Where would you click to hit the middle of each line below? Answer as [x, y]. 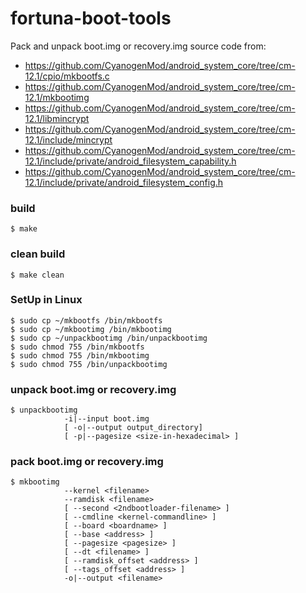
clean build [38, 254]
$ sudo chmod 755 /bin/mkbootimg [80, 355]
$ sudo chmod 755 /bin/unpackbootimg [89, 364]
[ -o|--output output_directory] [133, 428]
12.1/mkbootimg [57, 97]
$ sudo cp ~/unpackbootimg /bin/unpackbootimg [109, 338]
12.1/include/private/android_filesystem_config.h [124, 182]
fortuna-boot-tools [91, 18]
